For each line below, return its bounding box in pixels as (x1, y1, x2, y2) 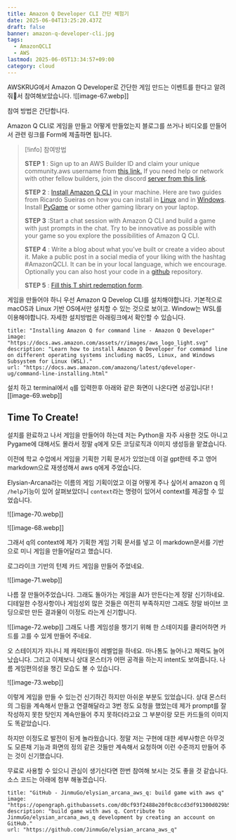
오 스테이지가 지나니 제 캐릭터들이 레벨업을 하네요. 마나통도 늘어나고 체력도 (7, 647, 212, 655)
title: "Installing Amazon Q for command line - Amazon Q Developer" (7, 327, 216, 334)
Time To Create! (7, 412, 79, 424)
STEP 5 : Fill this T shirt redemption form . (24, 280, 144, 289)
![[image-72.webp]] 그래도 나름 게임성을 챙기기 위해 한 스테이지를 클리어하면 (7, 623, 219, 631)
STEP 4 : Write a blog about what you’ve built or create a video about (24, 245, 225, 253)
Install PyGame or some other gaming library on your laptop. (24, 202, 199, 211)
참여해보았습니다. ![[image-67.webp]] (24, 91, 129, 100)
